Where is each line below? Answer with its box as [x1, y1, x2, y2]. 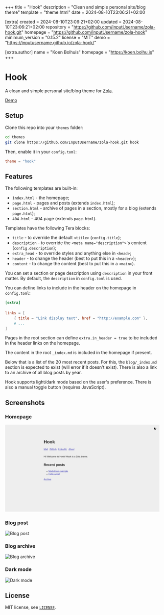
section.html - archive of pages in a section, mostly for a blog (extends [12, 205, 157, 211]
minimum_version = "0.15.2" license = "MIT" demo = [5, 34, 110, 40]
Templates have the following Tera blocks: [5, 225, 91, 231]
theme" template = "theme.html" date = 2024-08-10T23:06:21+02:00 [5, 9, 145, 15]
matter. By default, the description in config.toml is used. [5, 276, 122, 282]
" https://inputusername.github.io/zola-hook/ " [5, 40, 96, 46]
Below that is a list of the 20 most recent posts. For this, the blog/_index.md [5, 359, 157, 365]
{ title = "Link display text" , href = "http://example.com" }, [14, 316, 148, 321]
